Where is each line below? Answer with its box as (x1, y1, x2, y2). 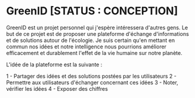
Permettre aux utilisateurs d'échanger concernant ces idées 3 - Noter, (6, 79, 179, 86)
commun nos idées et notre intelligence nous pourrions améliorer (6, 43, 167, 50)
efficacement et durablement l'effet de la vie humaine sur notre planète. (6, 49, 183, 56)
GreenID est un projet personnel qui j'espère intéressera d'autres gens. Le (6, 24, 188, 31)
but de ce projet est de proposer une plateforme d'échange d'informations (6, 30, 189, 37)
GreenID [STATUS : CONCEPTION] (6, 4, 178, 18)
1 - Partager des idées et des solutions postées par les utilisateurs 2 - (6, 72, 177, 79)
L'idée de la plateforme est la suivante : (6, 61, 103, 68)
